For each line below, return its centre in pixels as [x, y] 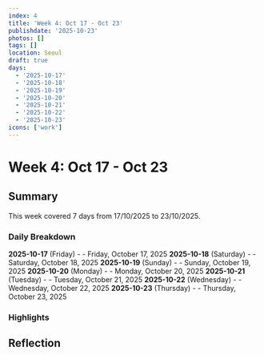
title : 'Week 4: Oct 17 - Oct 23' [66, 23]
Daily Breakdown [42, 236]
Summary [33, 197]
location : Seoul [35, 53]
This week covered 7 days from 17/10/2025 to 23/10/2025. [104, 216]
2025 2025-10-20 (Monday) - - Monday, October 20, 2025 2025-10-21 [127, 271]
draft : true [28, 61]
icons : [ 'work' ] [35, 127]
